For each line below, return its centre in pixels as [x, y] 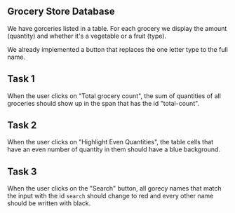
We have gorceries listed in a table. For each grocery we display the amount [117, 28]
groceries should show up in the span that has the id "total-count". [103, 103]
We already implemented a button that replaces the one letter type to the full [117, 49]
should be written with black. [49, 203]
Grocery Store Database [61, 12]
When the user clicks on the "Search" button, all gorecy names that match [114, 188]
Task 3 [22, 171]
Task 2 [22, 125]
